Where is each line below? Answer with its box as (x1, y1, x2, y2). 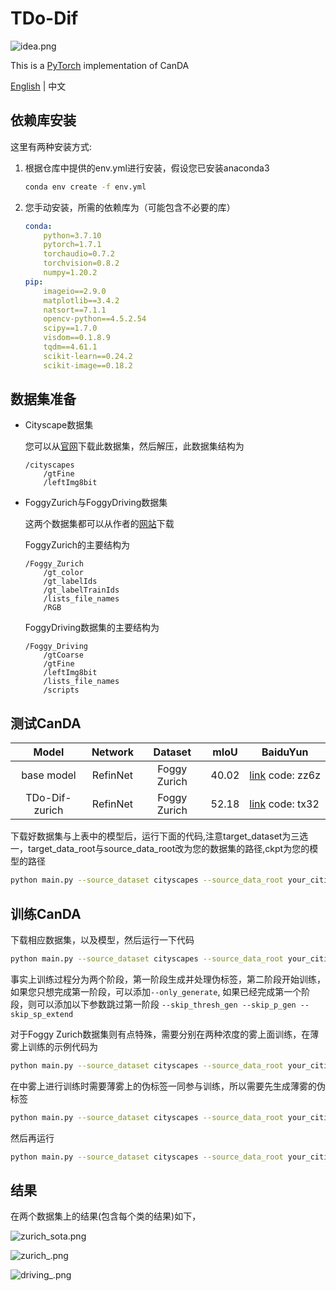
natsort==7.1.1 (43, 305, 107, 315)
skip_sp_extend (10, 1009, 74, 1019)
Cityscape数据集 (24, 419, 94, 431)
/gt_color (43, 568, 84, 578)
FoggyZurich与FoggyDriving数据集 (24, 497, 168, 509)
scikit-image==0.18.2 (43, 360, 133, 371)
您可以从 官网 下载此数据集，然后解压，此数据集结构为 (24, 440, 245, 452)
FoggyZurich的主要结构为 (24, 539, 131, 551)
